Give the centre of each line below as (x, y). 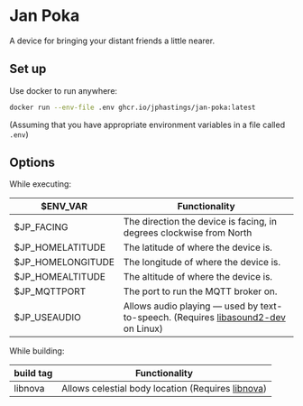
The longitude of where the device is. (202, 263)
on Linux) (143, 328)
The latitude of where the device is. (198, 247)
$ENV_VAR (64, 207)
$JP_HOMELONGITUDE (64, 263)
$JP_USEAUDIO (47, 318)
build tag (33, 374)
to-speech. (147, 318)
